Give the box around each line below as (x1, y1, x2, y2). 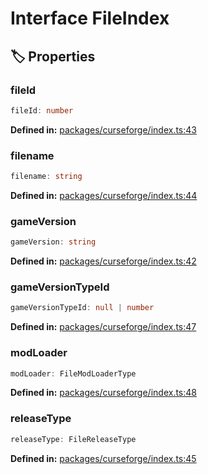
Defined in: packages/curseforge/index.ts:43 (10, 123, 197, 136)
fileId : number (10, 105, 74, 116)
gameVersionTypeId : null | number (10, 303, 155, 313)
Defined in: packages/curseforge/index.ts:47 (10, 321, 197, 333)
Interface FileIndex (10, 7, 170, 30)
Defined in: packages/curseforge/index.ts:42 (10, 255, 197, 267)
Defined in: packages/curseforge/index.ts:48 (10, 387, 197, 399)
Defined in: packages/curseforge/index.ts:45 (10, 452, 197, 464)
